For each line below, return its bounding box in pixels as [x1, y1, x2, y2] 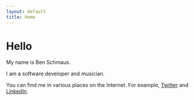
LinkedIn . [6, 88, 28, 95]
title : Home [6, 14, 35, 20]
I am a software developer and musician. [6, 70, 105, 77]
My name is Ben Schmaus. [6, 59, 71, 66]
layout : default [6, 8, 46, 15]
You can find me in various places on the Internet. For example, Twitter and [6, 82, 189, 89]
